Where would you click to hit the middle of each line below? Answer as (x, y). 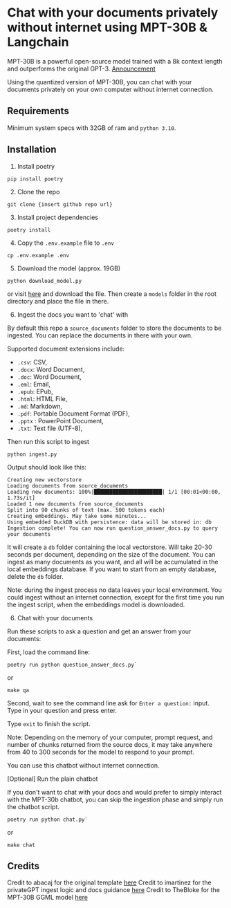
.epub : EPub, (35, 391)
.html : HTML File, (42, 398)
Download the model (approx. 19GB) (69, 268)
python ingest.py (32, 454)
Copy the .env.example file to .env (65, 243)
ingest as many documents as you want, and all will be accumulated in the (113, 562)
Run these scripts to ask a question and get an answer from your (99, 631)
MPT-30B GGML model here (48, 898)
